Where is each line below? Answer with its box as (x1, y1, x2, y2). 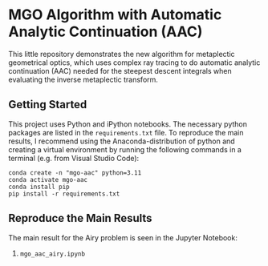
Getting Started (8, 98, 87, 111)
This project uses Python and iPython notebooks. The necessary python (8, 119, 247, 129)
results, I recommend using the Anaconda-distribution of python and (8, 136, 235, 146)
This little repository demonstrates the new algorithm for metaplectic (8, 49, 235, 58)
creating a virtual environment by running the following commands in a (8, 144, 242, 154)
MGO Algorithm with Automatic (8, 6, 222, 24)
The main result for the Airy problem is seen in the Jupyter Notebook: (8, 232, 238, 242)
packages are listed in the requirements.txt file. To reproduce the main (8, 127, 244, 137)
